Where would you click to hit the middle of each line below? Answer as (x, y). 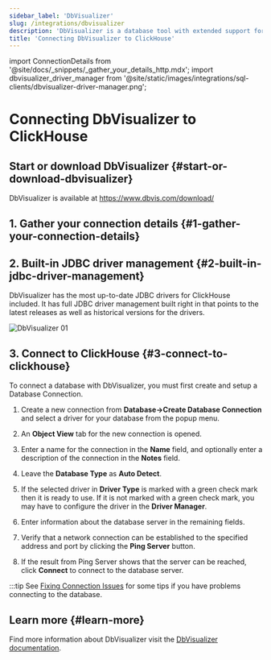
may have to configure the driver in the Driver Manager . (114, 506)
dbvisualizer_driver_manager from (66, 78)
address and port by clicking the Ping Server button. (108, 546)
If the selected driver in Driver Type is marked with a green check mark (139, 489)
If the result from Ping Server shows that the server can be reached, (134, 562)
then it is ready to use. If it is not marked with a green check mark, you (138, 498)
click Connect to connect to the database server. (102, 571)
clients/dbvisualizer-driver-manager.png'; (78, 87)
